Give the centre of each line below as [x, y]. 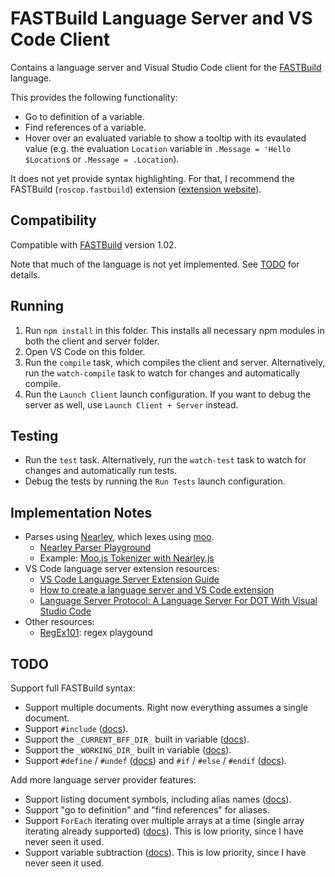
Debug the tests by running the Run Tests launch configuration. [155, 481]
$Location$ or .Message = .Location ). [102, 159]
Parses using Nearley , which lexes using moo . [119, 537]
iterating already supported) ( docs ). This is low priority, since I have [164, 831]
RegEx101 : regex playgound [96, 633]
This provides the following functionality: [94, 97]
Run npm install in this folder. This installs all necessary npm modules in [174, 330]
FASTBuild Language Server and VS [161, 18]
